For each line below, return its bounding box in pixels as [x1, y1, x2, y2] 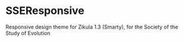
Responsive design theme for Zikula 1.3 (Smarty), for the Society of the [5, 23, 179, 30]
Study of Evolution [5, 29, 51, 36]
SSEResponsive [5, 4, 85, 17]
